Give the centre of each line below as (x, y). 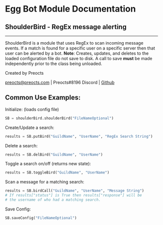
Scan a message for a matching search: (45, 182)
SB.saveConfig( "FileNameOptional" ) (41, 218)
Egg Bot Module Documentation (70, 9)
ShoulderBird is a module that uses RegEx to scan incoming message (74, 43)
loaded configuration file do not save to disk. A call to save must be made (79, 58)
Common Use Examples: (43, 98)
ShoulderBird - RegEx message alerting (66, 27)
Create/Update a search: (30, 128)
